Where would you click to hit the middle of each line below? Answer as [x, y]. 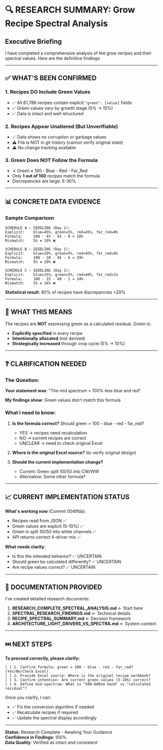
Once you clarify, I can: [28, 698]
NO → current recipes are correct [53, 438]
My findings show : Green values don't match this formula [63, 400]
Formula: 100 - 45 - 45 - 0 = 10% [44, 236]
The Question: [22, 380]
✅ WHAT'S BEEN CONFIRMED [51, 78]
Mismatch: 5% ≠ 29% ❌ [30, 262]
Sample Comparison [30, 218]
